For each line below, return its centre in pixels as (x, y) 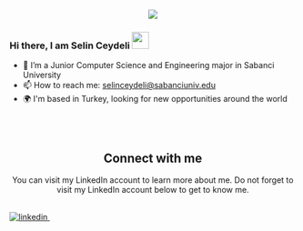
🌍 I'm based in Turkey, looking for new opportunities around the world (155, 99)
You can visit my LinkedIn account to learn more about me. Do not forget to (153, 180)
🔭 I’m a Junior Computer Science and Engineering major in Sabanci (148, 65)
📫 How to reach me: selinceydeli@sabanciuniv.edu (119, 85)
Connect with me (153, 158)
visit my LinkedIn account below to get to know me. (153, 190)
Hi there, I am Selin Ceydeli (70, 45)
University (42, 75)
